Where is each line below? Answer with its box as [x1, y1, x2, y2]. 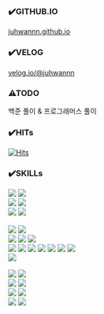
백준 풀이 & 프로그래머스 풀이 [8, 106, 97, 116]
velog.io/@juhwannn [8, 68, 75, 77]
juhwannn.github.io [8, 27, 71, 36]
